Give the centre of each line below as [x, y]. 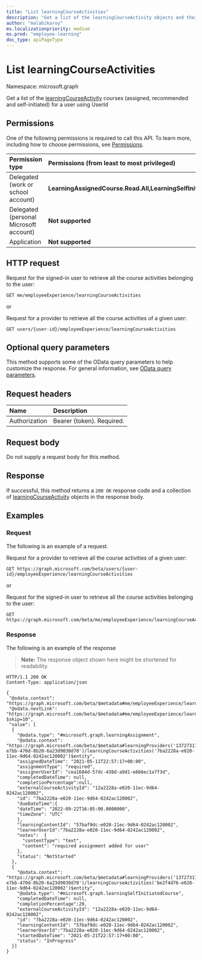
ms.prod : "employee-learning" [44, 34]
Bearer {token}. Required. [89, 421]
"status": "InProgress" [47, 941]
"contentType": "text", [52, 841]
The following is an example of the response [61, 648]
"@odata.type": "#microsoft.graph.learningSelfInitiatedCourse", [101, 893]
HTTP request [33, 263]
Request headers [39, 393]
